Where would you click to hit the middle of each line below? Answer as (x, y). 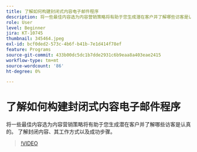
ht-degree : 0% (23, 71)
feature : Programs (28, 50)
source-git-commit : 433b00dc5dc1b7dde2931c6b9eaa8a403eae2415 (84, 55)
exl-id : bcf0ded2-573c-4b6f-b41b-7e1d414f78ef (64, 44)
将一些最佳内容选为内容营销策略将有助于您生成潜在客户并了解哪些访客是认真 (98, 125)
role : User (19, 22)
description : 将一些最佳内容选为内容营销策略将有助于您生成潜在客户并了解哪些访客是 (97, 17)
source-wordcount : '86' (35, 66)
